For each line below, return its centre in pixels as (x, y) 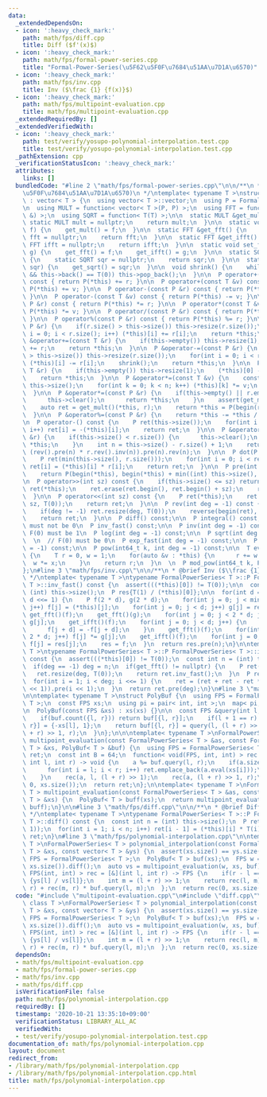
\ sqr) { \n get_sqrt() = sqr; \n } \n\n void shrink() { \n (128, 267)
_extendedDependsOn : (49, 23)
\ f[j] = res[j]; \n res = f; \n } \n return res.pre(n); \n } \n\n (136, 644)
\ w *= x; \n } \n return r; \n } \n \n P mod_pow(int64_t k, (138, 563)
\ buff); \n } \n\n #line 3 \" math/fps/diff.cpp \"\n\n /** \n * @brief (133, 807)
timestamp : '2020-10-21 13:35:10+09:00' (83, 1014)
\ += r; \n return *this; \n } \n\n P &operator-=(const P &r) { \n (140, 348)
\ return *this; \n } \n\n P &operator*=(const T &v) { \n (126, 378)
